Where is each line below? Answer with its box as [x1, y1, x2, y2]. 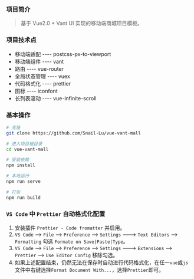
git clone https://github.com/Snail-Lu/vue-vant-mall [6, 130, 142, 136]
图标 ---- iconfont [14, 87, 58, 94]
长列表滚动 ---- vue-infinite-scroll [14, 94, 97, 101]
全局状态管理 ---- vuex [14, 73, 71, 80]
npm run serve [6, 179, 41, 185]
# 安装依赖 [6, 157, 29, 163]
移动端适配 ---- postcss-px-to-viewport [14, 50, 111, 57]
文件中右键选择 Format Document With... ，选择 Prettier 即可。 [14, 266, 164, 273]
